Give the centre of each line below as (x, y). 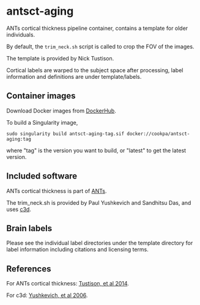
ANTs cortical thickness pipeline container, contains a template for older (97, 28)
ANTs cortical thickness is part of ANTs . (57, 191)
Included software (42, 176)
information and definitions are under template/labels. (74, 76)
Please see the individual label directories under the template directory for (100, 243)
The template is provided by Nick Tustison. (60, 58)
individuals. (21, 34)
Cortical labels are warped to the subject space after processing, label (95, 70)
